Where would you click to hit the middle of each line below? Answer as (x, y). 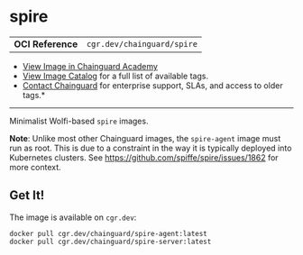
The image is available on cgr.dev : (73, 217)
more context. (35, 167)
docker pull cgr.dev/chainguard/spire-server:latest (110, 241)
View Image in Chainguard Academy (90, 66)
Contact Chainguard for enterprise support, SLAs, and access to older (152, 85)
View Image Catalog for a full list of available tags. (115, 76)
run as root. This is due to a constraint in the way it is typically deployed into (151, 148)
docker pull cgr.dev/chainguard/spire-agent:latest (108, 233)
